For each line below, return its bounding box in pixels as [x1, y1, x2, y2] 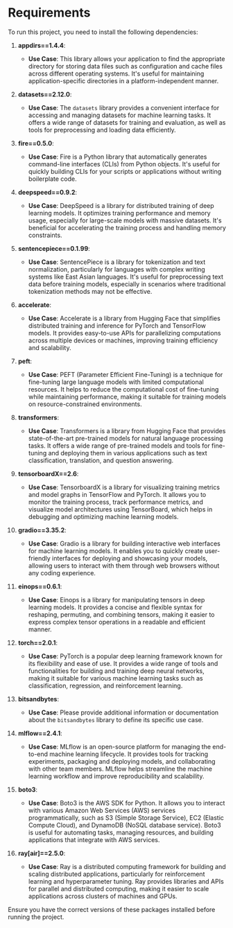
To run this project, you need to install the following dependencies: [8, 28, 198, 36]
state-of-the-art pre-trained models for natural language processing [28, 434, 223, 442]
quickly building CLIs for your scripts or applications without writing [28, 167, 222, 175]
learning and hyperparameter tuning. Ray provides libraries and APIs [28, 877, 224, 885]
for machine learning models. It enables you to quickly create [28, 546, 203, 555]
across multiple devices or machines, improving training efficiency [28, 336, 218, 344]
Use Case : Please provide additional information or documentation [28, 708, 219, 717]
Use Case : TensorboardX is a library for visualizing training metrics [28, 483, 221, 491]
